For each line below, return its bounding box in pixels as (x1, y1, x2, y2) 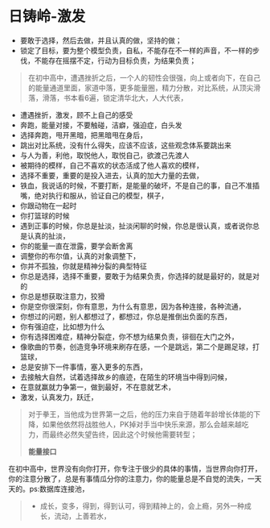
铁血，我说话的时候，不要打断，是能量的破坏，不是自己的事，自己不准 (19, 181, 253, 190)
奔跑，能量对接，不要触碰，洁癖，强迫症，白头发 (19, 120, 182, 130)
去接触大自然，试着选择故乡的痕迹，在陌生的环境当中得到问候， (19, 372, 231, 381)
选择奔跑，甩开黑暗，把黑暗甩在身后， (19, 130, 147, 139)
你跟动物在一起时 (19, 201, 77, 210)
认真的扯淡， (27, 231, 70, 240)
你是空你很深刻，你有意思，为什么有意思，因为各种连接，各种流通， (19, 301, 246, 311)
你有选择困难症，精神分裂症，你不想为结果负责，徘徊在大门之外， (19, 331, 239, 341)
